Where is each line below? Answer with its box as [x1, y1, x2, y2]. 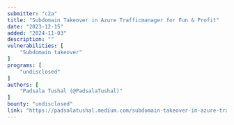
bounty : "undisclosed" [7, 101, 73, 108]
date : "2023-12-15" [7, 23, 64, 30]
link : [7, 107, 23, 114]
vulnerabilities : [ [7, 42, 64, 49]
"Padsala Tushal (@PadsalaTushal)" [19, 87, 123, 94]
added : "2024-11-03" [7, 29, 68, 37]
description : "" [7, 36, 54, 43]
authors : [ [7, 81, 39, 88]
